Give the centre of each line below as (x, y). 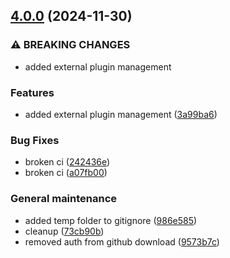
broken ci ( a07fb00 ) (66, 173)
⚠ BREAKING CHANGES (70, 45)
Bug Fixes (35, 140)
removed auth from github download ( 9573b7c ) (122, 241)
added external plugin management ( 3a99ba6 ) (121, 114)
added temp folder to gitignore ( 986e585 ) (111, 220)
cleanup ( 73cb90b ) (64, 231)
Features (32, 92)
